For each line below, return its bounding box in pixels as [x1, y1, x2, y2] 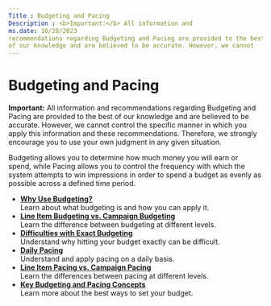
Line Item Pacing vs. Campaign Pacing [19, 263, 152, 272]
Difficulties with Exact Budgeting [19, 229, 133, 238]
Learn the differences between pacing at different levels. [19, 271, 209, 281]
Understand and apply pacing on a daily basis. [19, 254, 175, 264]
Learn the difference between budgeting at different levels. [19, 220, 216, 229]
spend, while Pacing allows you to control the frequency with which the [8, 162, 246, 172]
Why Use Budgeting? [19, 194, 93, 204]
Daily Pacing [19, 246, 64, 255]
